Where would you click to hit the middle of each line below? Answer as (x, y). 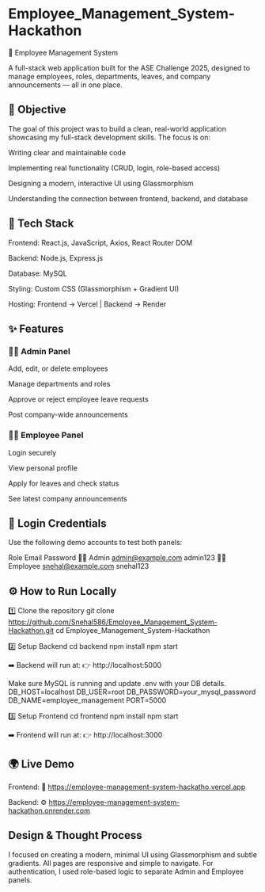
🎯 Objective (37, 110)
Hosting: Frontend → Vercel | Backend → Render (87, 304)
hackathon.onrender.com (49, 810)
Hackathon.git (31, 631)
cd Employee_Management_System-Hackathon (132, 631)
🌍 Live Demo (42, 764)
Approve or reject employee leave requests (78, 399)
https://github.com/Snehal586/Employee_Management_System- (113, 622)
